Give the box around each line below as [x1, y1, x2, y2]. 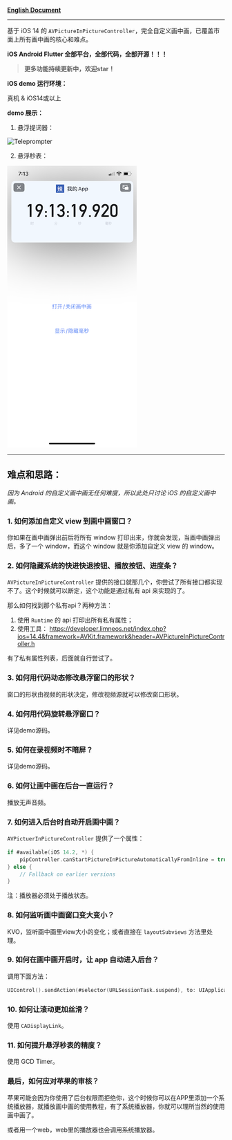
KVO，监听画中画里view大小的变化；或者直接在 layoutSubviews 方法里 [7, 927, 207, 936]
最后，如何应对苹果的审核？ [7, 1076, 99, 1086]
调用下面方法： [7, 972, 50, 980]
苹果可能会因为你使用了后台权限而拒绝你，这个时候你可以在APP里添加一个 [7, 1093, 219, 1102]
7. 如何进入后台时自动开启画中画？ [7, 817, 121, 827]
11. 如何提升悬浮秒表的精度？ [7, 1040, 102, 1050]
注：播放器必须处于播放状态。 [7, 892, 92, 900]
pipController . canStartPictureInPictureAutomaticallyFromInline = [19, 856, 215, 863]
